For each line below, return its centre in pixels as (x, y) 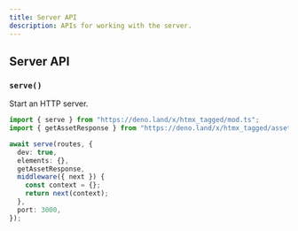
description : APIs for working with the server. (101, 26)
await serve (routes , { (51, 144)
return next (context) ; (67, 194)
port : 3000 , (39, 210)
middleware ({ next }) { (61, 177)
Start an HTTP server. (49, 104)
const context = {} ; (63, 185)
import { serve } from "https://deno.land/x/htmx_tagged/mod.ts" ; (134, 120)
